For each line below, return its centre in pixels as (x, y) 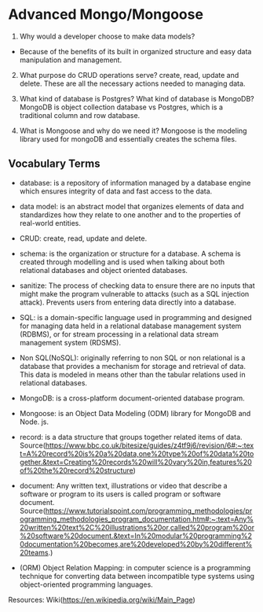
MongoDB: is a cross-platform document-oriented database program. (132, 398)
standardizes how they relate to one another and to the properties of (130, 215)
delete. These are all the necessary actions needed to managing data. (132, 83)
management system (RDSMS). (70, 342)
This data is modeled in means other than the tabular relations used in (132, 374)
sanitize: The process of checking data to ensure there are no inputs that (137, 286)
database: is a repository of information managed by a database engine (135, 182)
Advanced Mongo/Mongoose (106, 15)
